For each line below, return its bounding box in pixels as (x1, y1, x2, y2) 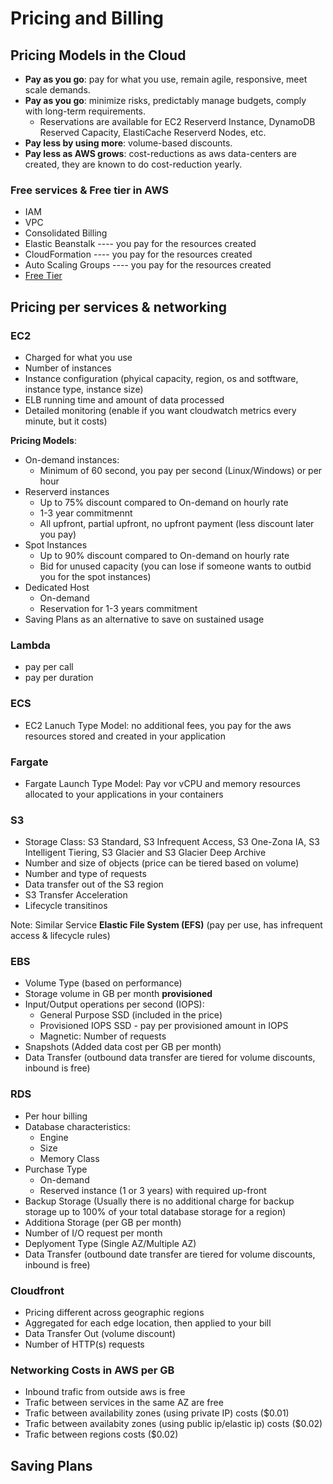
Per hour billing (24, 1110, 88, 1122)
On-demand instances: (24, 453, 120, 466)
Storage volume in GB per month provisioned (24, 988, 213, 1000)
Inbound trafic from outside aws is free (24, 1386, 186, 1398)
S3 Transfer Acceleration (24, 889, 128, 901)
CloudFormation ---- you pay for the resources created (24, 248, 253, 261)
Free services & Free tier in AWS (10, 183, 169, 197)
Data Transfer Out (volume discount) (24, 1328, 176, 1340)
